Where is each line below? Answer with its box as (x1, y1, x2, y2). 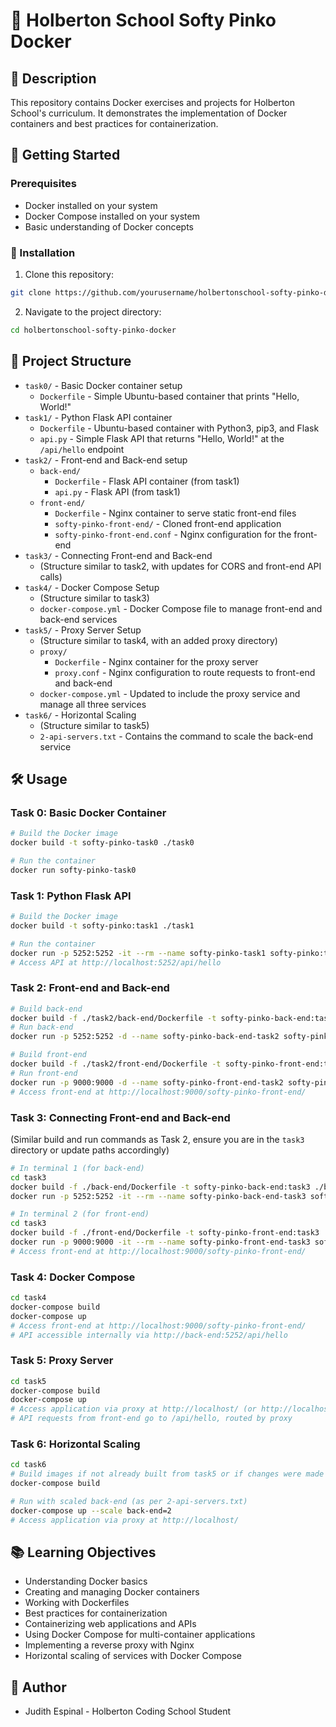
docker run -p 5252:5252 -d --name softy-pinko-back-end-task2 (10, 1032, 280, 1042)
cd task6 (10, 1460, 47, 1470)
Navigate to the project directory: (24, 305, 162, 318)
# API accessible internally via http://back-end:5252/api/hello (10, 1330, 288, 1340)
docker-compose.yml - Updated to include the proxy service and (39, 687, 301, 699)
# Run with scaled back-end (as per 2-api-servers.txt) (10, 1497, 248, 1507)
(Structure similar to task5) (39, 719, 150, 731)
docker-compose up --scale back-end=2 (10, 1505, 172, 1516)
